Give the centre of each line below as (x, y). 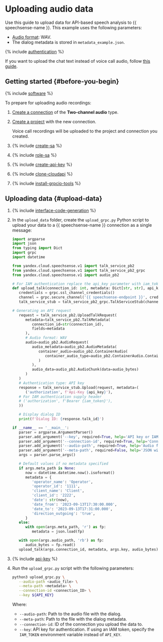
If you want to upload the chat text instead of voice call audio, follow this (78, 61)
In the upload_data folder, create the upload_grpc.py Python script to (81, 220)
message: (22, 230)
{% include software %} (29, 93)
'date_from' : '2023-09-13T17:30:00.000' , (74, 504)
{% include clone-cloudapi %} (42, 174)
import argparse (28, 239)
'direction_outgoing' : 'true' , (63, 514)
